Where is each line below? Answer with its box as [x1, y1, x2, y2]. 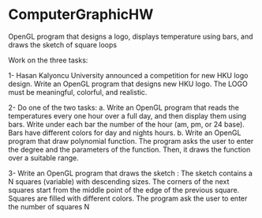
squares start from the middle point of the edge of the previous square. [8, 185, 240, 194]
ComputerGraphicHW [8, 6, 154, 24]
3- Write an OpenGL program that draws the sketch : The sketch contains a [8, 168, 253, 178]
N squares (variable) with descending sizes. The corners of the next [8, 176, 230, 186]
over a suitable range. [8, 152, 79, 163]
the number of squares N [8, 201, 90, 211]
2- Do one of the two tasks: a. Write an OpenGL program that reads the [8, 103, 239, 112]
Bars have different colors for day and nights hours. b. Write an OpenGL [8, 128, 241, 137]
